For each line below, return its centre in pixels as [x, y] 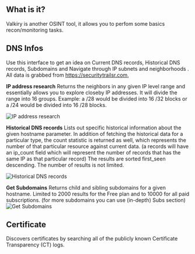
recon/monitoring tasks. [35, 30]
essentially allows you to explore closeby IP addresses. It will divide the [92, 92]
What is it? [26, 10]
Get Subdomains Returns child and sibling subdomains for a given [86, 187]
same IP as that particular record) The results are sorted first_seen [86, 159]
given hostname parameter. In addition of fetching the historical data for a [95, 133]
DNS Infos [25, 48]
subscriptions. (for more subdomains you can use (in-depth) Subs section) [96, 200]
